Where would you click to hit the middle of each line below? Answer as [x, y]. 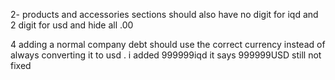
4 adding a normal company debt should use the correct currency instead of [168, 44]
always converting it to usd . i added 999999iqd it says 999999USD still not [166, 55]
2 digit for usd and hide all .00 [72, 25]
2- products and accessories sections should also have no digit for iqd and [164, 14]
